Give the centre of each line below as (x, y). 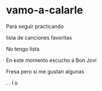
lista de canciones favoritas (39, 37)
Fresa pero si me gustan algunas (45, 71)
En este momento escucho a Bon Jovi (52, 60)
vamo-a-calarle (45, 10)
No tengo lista (23, 49)
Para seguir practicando (35, 26)
